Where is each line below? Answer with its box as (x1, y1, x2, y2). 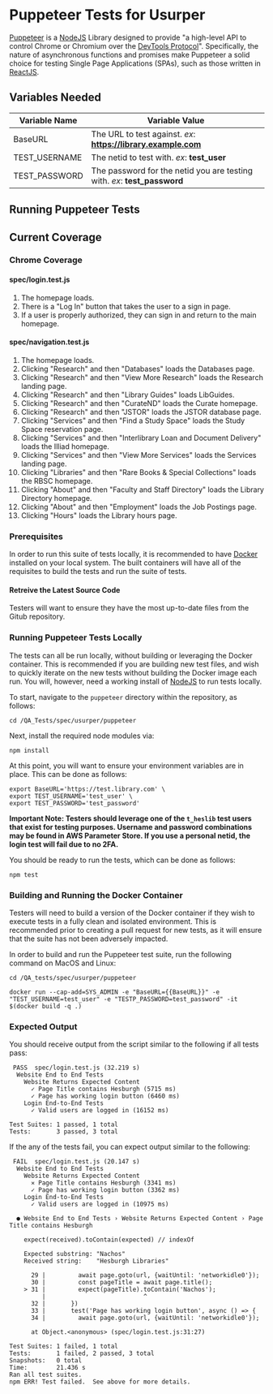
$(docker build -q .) (9, 1002, 83, 1010)
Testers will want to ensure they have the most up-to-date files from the (9, 603, 250, 613)
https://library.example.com (91, 138, 202, 149)
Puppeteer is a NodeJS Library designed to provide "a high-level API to (9, 32, 247, 42)
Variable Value (147, 114, 205, 126)
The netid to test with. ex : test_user (91, 152, 226, 163)
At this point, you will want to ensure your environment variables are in (9, 761, 244, 770)
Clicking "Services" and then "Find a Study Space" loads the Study (20, 416, 245, 425)
